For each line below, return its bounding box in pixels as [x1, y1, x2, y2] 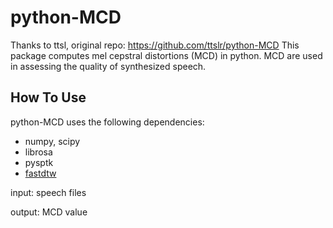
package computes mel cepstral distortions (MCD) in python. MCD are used [10, 49, 323, 61]
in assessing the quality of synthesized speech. [10, 60, 207, 72]
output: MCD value [10, 206, 88, 218]
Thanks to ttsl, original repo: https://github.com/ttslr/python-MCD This [10, 39, 300, 51]
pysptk [24, 156, 54, 168]
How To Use [10, 89, 87, 106]
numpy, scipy [24, 135, 81, 147]
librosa [24, 146, 53, 158]
